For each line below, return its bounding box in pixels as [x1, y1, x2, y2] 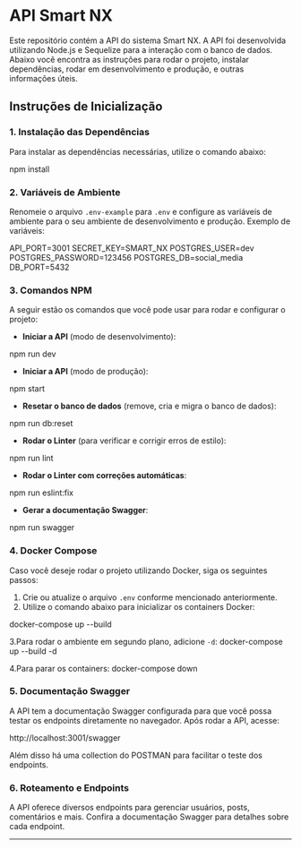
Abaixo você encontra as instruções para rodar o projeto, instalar [9, 54, 249, 64]
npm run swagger [9, 522, 75, 533]
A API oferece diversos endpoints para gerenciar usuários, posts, [9, 802, 250, 813]
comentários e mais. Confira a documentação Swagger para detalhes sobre [9, 811, 289, 822]
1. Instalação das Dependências [9, 126, 150, 139]
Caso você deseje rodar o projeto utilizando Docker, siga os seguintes [9, 565, 268, 576]
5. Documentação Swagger [9, 685, 131, 698]
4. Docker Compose [9, 545, 98, 557]
